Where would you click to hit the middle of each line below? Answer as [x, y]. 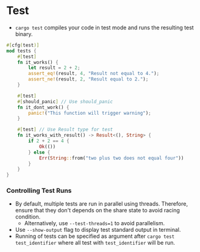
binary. [24, 34]
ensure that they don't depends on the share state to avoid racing [97, 211]
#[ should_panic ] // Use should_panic [65, 101]
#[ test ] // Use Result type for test [65, 130]
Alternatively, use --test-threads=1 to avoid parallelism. [95, 223]
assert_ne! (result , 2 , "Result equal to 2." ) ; [88, 79]
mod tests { [21, 51]
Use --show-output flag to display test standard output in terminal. [98, 230]
